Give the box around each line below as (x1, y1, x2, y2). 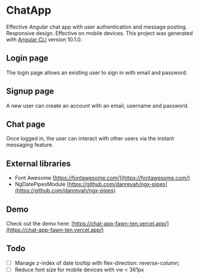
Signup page (6, 86, 55, 96)
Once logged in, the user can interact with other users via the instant (6, 135, 174, 142)
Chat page (6, 119, 46, 129)
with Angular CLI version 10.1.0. (6, 36, 83, 43)
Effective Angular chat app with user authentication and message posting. (6, 23, 187, 30)
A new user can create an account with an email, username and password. (6, 102, 189, 109)
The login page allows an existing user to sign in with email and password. (6, 69, 188, 76)
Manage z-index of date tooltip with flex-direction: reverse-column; (14, 259, 180, 267)
